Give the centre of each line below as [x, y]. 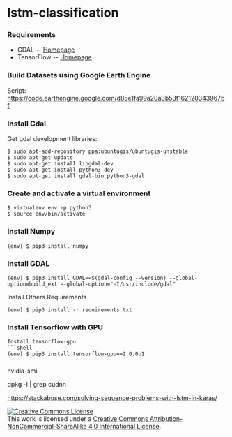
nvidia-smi [22, 371]
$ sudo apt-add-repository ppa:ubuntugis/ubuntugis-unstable [98, 151]
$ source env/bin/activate [46, 214]
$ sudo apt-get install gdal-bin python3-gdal [76, 176]
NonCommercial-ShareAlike [47, 427]
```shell [20, 348]
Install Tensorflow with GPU [55, 327]
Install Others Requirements [47, 297]
